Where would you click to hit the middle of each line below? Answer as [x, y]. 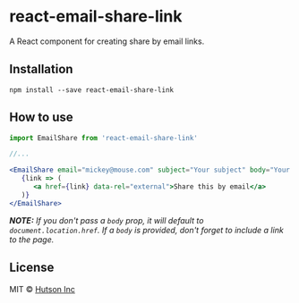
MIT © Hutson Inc [43, 289]
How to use [41, 118]
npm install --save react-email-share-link [92, 90]
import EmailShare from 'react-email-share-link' [104, 138]
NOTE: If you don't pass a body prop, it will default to [107, 220]
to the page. [32, 240]
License [32, 268]
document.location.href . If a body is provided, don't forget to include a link [146, 230]
